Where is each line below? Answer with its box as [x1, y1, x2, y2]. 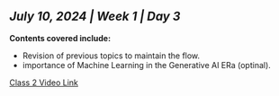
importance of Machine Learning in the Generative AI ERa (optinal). [22, 59, 272, 70]
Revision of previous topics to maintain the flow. [22, 50, 201, 61]
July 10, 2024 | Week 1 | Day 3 [9, 9, 181, 24]
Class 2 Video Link [9, 77, 79, 88]
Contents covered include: [9, 32, 111, 43]
